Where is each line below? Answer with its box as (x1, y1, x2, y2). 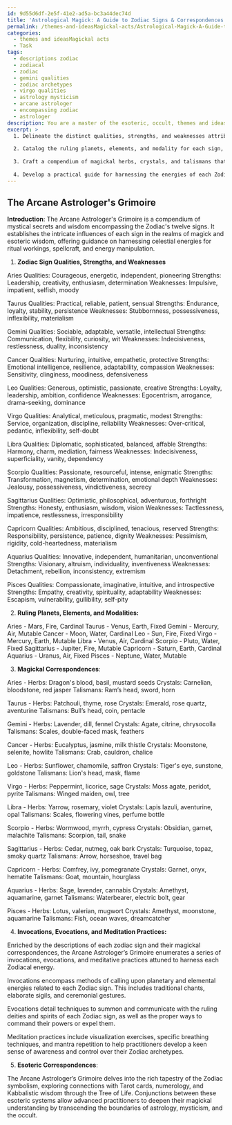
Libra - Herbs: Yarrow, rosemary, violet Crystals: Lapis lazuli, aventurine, (7, 803, 213, 811)
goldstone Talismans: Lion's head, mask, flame (7, 769, 140, 777)
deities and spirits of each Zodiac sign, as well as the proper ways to (7, 1012, 202, 1020)
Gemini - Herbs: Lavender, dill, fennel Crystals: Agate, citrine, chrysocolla (7, 720, 216, 728)
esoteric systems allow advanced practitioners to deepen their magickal (7, 1097, 212, 1105)
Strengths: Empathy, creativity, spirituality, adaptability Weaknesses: (7, 588, 202, 596)
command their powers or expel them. (7, 1019, 116, 1028)
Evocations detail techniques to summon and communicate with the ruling (7, 1005, 217, 1013)
